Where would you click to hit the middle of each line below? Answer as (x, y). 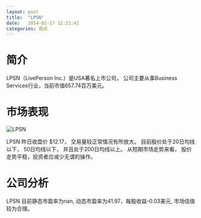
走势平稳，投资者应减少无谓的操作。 (51, 157)
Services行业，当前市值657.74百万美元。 (57, 86)
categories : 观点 (27, 29)
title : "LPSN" (25, 17)
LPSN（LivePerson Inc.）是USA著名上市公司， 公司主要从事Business (92, 78)
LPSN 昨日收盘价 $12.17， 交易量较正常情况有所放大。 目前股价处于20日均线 (101, 142)
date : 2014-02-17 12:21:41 (43, 23)
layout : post (23, 12)
